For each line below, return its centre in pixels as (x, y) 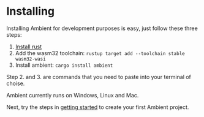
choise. (16, 83)
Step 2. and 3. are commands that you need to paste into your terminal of (99, 77)
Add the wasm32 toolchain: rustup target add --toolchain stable (100, 53)
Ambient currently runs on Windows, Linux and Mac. (73, 95)
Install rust (28, 47)
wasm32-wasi (30, 59)
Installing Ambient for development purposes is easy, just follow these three (102, 28)
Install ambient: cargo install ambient (64, 65)
